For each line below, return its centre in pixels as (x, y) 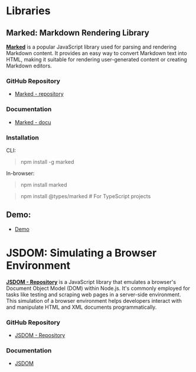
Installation (23, 137)
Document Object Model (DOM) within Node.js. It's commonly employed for (98, 288)
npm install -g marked (47, 161)
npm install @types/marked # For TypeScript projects (86, 196)
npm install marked (44, 185)
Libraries (28, 11)
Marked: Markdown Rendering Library (78, 33)
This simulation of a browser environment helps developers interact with (94, 300)
